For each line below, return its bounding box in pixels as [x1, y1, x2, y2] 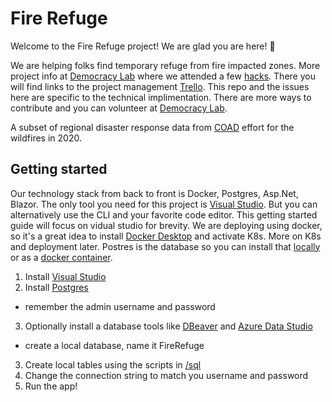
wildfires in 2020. [10, 132, 82, 144]
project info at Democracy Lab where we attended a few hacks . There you [10, 70, 316, 82]
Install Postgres [24, 281, 89, 293]
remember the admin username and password [24, 300, 216, 312]
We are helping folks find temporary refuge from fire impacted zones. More [10, 59, 321, 71]
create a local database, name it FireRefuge [24, 339, 205, 351]
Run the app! [24, 380, 78, 392]
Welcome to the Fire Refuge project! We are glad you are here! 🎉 [10, 40, 276, 52]
